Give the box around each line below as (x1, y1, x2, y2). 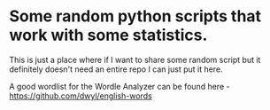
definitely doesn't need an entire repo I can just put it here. (9, 64, 223, 75)
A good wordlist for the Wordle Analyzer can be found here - (9, 81, 230, 91)
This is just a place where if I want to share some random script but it (9, 54, 261, 65)
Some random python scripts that (9, 6, 262, 27)
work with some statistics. (9, 25, 208, 45)
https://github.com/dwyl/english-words (9, 90, 152, 101)
